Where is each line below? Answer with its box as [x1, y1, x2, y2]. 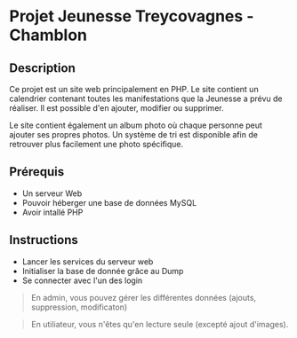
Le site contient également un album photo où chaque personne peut [9, 120, 262, 130]
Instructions [9, 232, 78, 248]
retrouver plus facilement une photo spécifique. [9, 139, 184, 149]
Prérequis [9, 164, 65, 179]
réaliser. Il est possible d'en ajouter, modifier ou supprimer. [9, 103, 224, 113]
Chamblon [9, 25, 87, 45]
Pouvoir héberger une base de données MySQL [21, 197, 197, 208]
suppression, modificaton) [30, 302, 128, 312]
